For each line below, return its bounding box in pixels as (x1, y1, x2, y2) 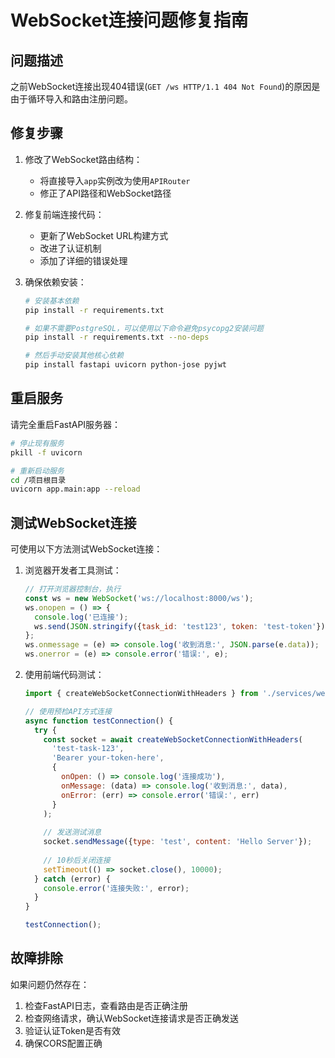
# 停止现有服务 (10, 438, 65, 448)
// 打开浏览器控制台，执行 (24, 584, 122, 595)
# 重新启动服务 (10, 466, 65, 476)
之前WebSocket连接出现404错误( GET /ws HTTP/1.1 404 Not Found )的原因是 (10, 81, 321, 92)
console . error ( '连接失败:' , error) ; (43, 883, 190, 893)
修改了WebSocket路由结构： (24, 153, 143, 165)
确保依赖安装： (24, 276, 87, 288)
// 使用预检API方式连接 (24, 706, 112, 716)
